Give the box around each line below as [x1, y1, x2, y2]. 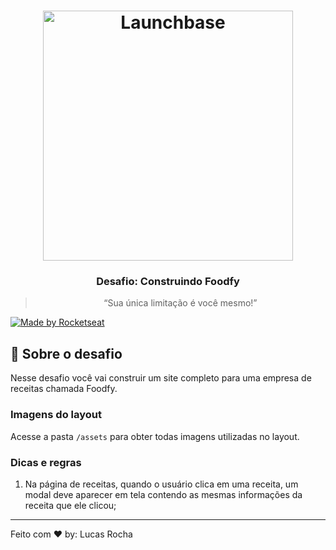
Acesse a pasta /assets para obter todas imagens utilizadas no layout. [10, 430, 300, 442]
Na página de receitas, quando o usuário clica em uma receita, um [24, 478, 299, 490]
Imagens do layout [10, 408, 102, 422]
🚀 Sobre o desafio [10, 345, 123, 362]
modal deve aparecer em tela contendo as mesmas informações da [24, 488, 303, 500]
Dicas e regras [10, 455, 82, 469]
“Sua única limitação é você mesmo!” [103, 297, 258, 309]
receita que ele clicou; [24, 499, 117, 511]
